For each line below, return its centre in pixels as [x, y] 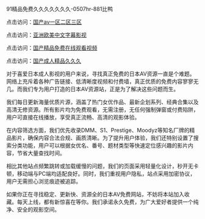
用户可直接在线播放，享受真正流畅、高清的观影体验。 [73, 117]
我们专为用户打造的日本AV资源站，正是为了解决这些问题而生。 [101, 89]
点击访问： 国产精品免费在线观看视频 [52, 48]
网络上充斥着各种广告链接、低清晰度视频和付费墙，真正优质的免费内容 [95, 81]
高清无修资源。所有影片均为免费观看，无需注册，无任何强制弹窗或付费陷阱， [103, 109]
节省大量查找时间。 [41, 153]
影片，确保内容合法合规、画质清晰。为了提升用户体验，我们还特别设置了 [102, 138]
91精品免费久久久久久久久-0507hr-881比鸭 [59, 9]
